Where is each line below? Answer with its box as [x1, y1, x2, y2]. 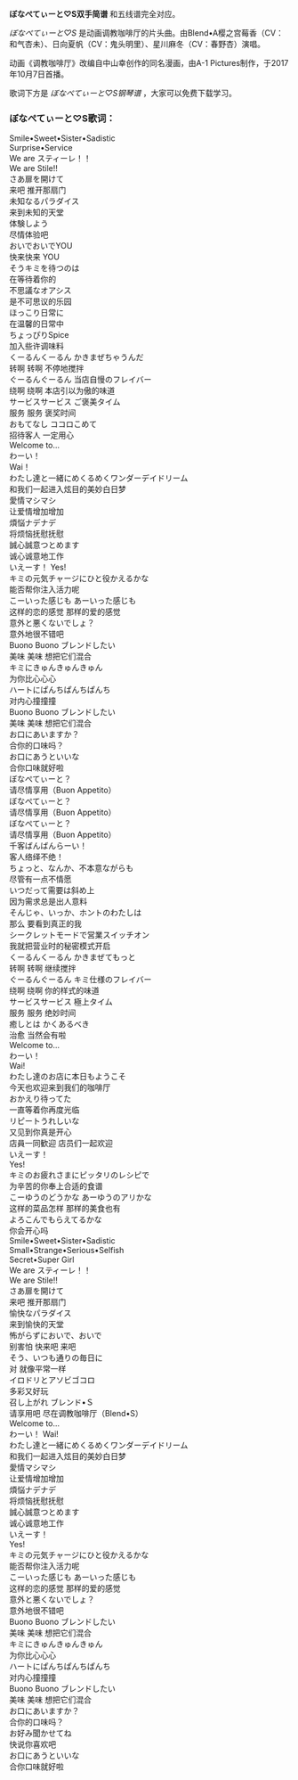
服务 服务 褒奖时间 [9, 407, 77, 418]
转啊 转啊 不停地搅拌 [9, 363, 85, 373]
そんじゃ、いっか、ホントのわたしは [9, 907, 142, 918]
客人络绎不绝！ [9, 851, 64, 863]
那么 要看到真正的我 [9, 918, 82, 930]
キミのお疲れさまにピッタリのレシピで [9, 1169, 149, 1180]
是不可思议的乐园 [9, 296, 72, 307]
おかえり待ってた [9, 1094, 72, 1104]
